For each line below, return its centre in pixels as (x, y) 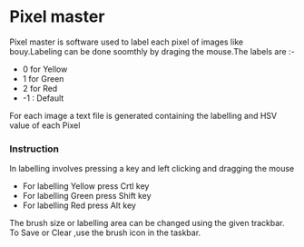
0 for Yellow (45, 69)
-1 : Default (43, 98)
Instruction (34, 149)
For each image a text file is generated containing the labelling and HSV (143, 115)
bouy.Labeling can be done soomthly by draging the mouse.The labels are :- (152, 51)
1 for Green (43, 78)
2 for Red (40, 88)
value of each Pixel (45, 125)
